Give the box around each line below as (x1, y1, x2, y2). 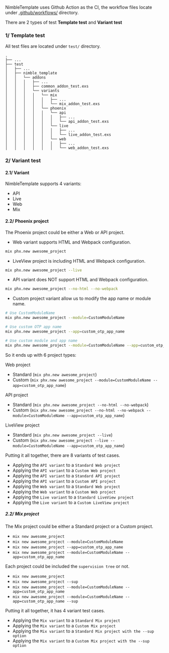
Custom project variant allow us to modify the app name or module (12, 295, 151, 301)
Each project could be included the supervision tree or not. (5, 563, 130, 569)
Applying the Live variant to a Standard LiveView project (12, 494, 134, 500)
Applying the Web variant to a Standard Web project (12, 483, 121, 489)
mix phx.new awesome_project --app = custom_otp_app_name (5, 329, 125, 334)
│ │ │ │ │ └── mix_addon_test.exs (5, 102, 100, 107)
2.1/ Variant (5, 170, 30, 176)
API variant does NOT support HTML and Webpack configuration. (12, 277, 149, 283)
